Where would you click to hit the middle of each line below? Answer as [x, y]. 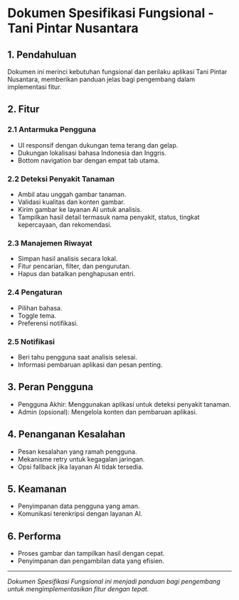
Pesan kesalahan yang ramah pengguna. [77, 452]
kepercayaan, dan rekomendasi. [65, 224]
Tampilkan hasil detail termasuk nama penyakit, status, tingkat [109, 217]
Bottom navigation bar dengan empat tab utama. [89, 160]
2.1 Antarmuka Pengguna [52, 130]
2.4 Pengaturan [35, 293]
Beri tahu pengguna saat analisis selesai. [77, 357]
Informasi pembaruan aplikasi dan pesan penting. [90, 365]
